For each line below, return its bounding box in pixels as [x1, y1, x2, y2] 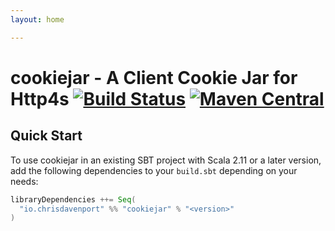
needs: [10, 175, 39, 187]
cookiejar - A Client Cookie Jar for [10, 66, 298, 89]
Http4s [10, 87, 70, 110]
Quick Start [10, 127, 83, 145]
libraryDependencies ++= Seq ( [10, 194, 137, 205]
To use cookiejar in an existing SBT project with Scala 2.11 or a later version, [10, 154, 322, 166]
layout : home [10, 14, 65, 25]
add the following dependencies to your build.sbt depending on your [10, 164, 298, 176]
